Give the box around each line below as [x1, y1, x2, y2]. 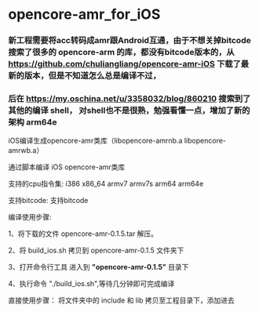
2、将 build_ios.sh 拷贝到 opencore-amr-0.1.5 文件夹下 [8, 245, 184, 256]
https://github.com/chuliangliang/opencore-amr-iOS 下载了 [8, 59, 242, 70]
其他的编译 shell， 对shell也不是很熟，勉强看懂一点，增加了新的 [8, 105, 250, 116]
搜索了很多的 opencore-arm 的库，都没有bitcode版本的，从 [8, 47, 235, 58]
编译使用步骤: [8, 212, 53, 222]
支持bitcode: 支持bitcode [8, 196, 89, 205]
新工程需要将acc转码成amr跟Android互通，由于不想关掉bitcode [8, 35, 251, 46]
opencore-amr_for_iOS [8, 5, 161, 24]
